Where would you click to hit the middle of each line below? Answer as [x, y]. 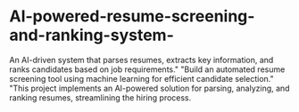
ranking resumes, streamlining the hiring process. [100, 97]
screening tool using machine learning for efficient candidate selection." [141, 78]
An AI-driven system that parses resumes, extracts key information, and [141, 60]
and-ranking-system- [91, 35]
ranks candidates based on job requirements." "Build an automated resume [147, 69]
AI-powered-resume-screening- [132, 16]
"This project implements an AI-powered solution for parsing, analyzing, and [149, 88]
